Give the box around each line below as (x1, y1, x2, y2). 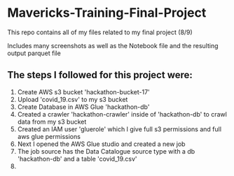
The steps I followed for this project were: (7, 69, 193, 81)
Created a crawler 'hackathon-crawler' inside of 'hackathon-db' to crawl (17, 110, 228, 118)
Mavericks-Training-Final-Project (7, 5, 207, 21)
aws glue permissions (17, 132, 81, 140)
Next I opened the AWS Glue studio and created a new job (17, 140, 186, 148)
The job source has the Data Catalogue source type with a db (17, 147, 195, 155)
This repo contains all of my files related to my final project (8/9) (7, 28, 193, 36)
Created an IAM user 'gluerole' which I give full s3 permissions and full (17, 124, 222, 133)
